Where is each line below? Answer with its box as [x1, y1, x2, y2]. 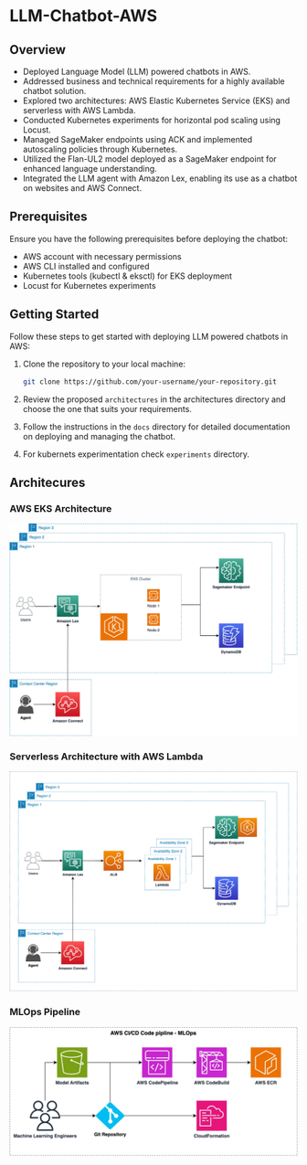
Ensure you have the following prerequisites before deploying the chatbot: [9, 233, 289, 244]
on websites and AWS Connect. [22, 183, 143, 193]
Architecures [9, 474, 86, 490]
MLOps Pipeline [9, 1006, 80, 1019]
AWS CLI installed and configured [22, 260, 150, 271]
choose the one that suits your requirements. [22, 403, 192, 414]
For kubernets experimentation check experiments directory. [22, 449, 249, 460]
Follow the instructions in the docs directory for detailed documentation [22, 421, 291, 432]
